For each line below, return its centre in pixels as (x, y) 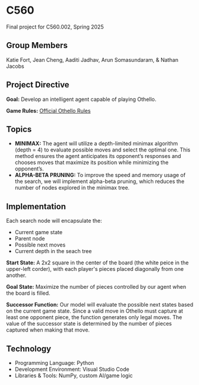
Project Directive (38, 85)
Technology (29, 348)
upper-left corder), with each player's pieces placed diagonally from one (95, 269)
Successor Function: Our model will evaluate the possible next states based (100, 305)
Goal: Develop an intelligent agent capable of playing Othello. (81, 99)
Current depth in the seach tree (53, 251)
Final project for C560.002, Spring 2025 (55, 27)
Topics (19, 129)
